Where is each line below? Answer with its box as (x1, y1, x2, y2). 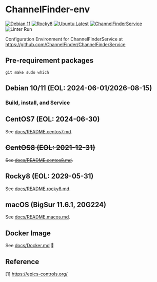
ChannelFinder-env (5, 4, 90, 15)
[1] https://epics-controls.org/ (5, 271, 68, 277)
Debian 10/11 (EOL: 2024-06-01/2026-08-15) (5, 84, 152, 93)
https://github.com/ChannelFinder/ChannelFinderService (5, 41, 126, 47)
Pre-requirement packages (5, 56, 94, 65)
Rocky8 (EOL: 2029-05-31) (5, 172, 94, 180)
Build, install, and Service (5, 99, 70, 106)
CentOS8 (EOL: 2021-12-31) (5, 144, 96, 152)
